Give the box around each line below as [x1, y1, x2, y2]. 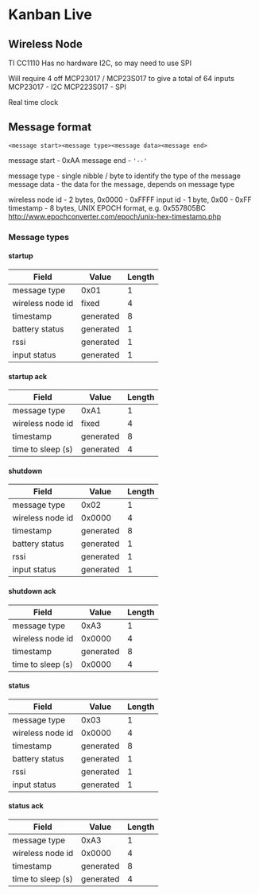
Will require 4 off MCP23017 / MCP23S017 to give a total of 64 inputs [8, 74, 234, 83]
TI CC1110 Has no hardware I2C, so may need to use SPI [8, 58, 192, 68]
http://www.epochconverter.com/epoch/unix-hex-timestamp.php [8, 211, 221, 221]
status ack [8, 801, 44, 811]
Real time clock [8, 98, 59, 107]
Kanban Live [8, 6, 93, 24]
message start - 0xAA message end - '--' [8, 155, 148, 165]
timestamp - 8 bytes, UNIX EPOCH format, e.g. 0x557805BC [8, 203, 207, 212]
